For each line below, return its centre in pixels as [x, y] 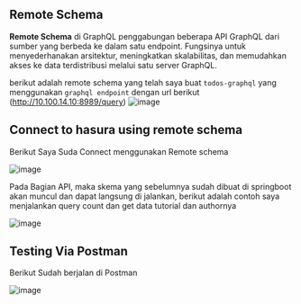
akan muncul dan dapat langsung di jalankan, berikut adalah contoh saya [145, 196]
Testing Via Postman [69, 251]
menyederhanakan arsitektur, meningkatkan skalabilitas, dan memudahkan [148, 55]
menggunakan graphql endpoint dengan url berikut [105, 92]
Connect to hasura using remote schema [126, 130]
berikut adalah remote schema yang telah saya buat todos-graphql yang [143, 82]
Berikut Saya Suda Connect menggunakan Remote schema [119, 151]
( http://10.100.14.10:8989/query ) [68, 102]
